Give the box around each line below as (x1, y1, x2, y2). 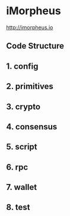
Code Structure (6, 41, 64, 51)
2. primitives (6, 81, 53, 91)
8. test (6, 202, 31, 212)
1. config (6, 61, 39, 71)
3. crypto (6, 101, 40, 112)
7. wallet (6, 182, 37, 192)
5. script (6, 142, 37, 152)
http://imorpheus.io (6, 24, 53, 31)
